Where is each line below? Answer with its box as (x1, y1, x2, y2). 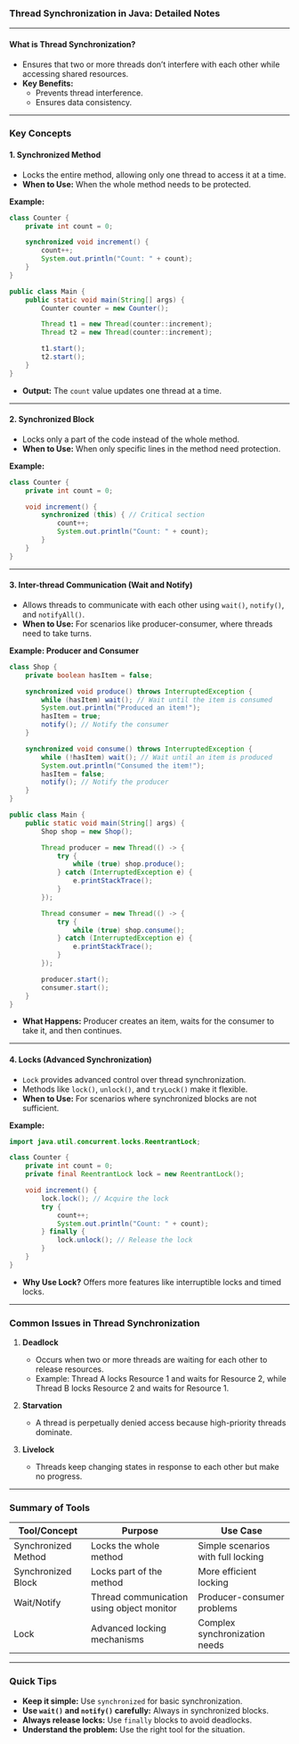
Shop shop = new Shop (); (41, 826, 133, 836)
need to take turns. (21, 627, 92, 638)
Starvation (21, 1400, 62, 1411)
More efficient (198, 1565, 257, 1578)
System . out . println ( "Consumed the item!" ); (41, 761, 205, 770)
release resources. (35, 1364, 104, 1374)
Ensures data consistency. (35, 96, 133, 107)
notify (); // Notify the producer (41, 777, 169, 787)
